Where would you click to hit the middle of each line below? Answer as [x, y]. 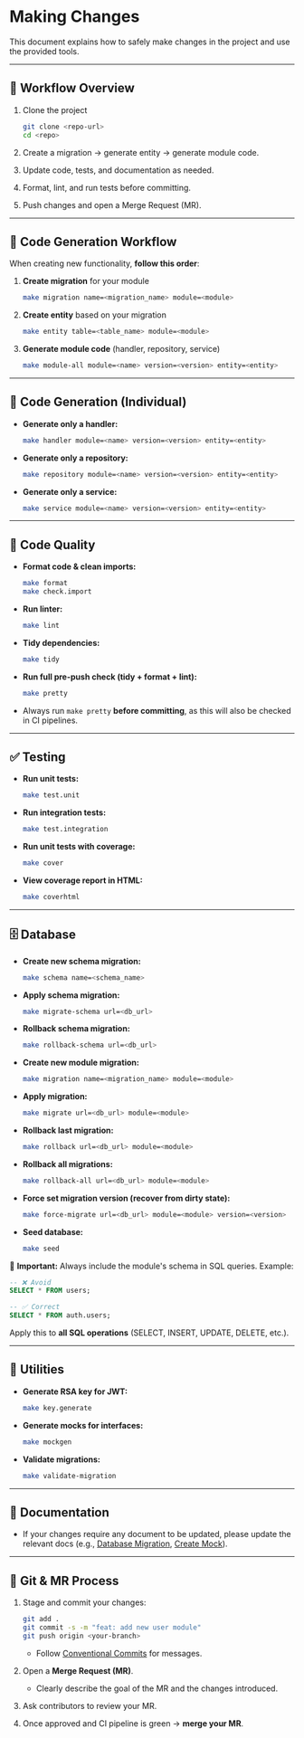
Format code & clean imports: [79, 566]
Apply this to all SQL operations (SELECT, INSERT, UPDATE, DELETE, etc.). [149, 1333]
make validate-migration [69, 1476]
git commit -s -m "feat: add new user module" [112, 1628]
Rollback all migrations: [67, 1163]
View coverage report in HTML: [82, 880]
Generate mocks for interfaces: [83, 1425]
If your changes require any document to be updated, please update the [157, 1534]
